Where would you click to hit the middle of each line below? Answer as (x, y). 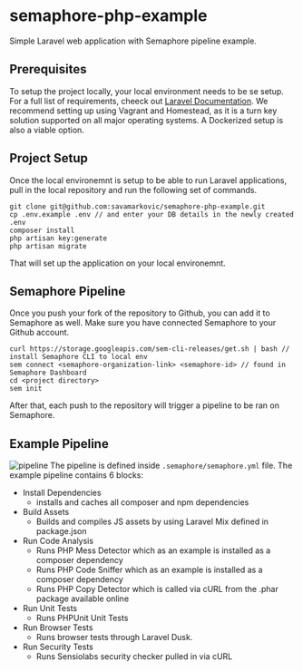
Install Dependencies (62, 493)
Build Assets (46, 512)
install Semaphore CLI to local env (78, 357)
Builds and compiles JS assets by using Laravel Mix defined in (152, 521)
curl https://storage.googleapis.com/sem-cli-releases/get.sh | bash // (150, 349)
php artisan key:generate (58, 238)
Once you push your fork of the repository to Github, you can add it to (140, 313)
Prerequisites (48, 69)
